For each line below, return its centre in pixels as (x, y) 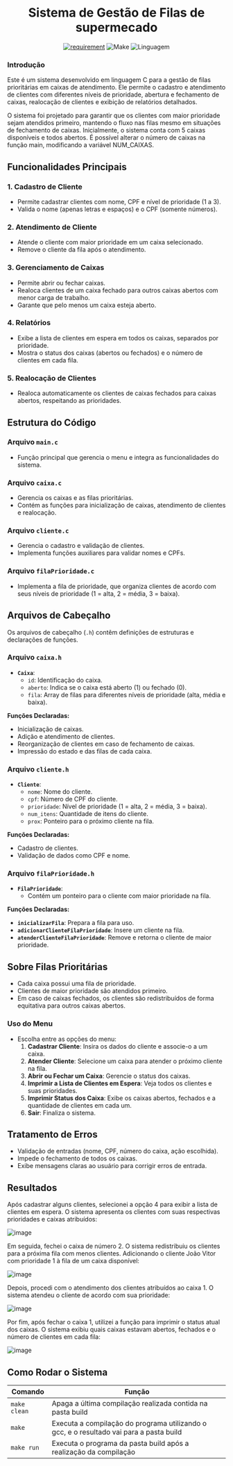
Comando (28, 1392)
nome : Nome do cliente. (60, 792)
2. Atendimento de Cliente (52, 227)
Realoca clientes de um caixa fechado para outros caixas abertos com (118, 290)
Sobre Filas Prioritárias (58, 967)
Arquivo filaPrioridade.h (51, 874)
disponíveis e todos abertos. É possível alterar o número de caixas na (106, 138)
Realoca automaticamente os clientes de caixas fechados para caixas (116, 393)
